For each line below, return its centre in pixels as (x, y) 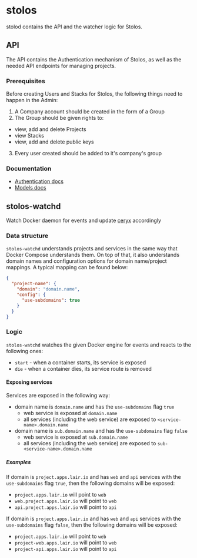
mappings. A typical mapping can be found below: (67, 267)
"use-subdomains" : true (51, 300)
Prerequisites (26, 81)
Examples (19, 462)
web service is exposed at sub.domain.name (76, 437)
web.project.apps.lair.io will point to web (66, 501)
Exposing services (29, 382)
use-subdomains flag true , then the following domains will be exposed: (91, 483)
